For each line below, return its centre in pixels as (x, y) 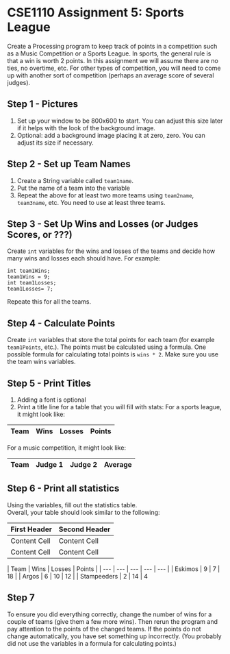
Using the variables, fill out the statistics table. (72, 505)
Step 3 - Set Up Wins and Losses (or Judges (103, 224)
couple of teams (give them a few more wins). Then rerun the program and (112, 621)
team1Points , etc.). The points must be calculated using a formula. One (107, 347)
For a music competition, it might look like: (67, 448)
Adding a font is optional (52, 400)
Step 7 (21, 598)
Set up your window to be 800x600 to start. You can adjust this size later (120, 121)
